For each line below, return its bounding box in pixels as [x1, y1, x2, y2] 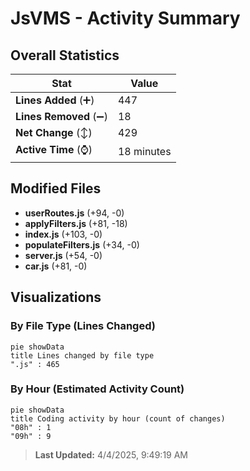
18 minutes [117, 144, 172, 158]
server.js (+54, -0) [24, 249, 103, 261]
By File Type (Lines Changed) [10, 319, 156, 333]
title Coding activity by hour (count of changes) [10, 413, 226, 424]
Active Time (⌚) [15, 143, 93, 156]
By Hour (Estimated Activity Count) [10, 382, 185, 396]
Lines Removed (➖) [15, 110, 108, 123]
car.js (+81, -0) [24, 260, 88, 272]
